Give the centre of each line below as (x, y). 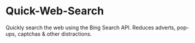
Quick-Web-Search (55, 11)
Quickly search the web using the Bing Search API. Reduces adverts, (91, 27)
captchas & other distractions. (55, 33)
